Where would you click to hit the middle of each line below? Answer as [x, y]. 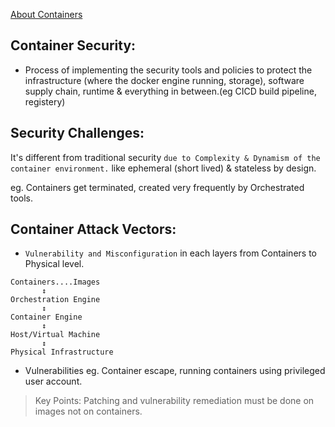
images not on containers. [88, 411]
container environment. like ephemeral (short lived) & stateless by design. [163, 168]
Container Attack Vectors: [93, 229]
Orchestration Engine [55, 300]
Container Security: [73, 45]
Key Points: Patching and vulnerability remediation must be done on [174, 401]
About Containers [46, 14]
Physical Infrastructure [62, 352]
